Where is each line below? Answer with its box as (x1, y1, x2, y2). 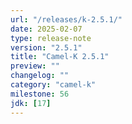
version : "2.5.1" (10, 42, 83, 53)
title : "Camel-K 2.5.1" (10, 52, 110, 62)
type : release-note (10, 33, 92, 43)
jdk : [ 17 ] (10, 98, 52, 108)
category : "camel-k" (10, 80, 97, 90)
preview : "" (10, 61, 60, 71)
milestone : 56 (10, 89, 70, 99)
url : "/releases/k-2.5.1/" (10, 14, 123, 25)
